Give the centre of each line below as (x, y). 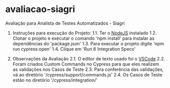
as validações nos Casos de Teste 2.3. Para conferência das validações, (88, 69)
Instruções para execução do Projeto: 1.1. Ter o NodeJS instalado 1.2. (84, 33)
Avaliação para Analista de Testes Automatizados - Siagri (65, 23)
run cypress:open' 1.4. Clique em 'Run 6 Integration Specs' (74, 49)
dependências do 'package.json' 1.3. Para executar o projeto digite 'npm (88, 43)
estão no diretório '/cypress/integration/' (55, 80)
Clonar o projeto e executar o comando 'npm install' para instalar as (83, 38)
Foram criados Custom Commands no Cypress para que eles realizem (86, 64)
